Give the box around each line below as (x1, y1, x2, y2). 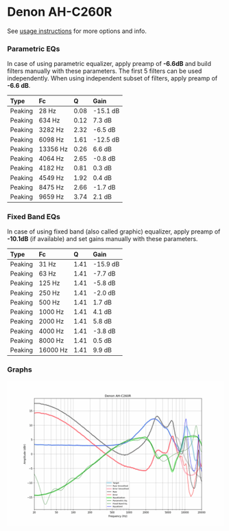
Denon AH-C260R (7, 4, 112, 20)
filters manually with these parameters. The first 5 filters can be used (7, 67, 202, 76)
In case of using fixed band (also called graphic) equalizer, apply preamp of (7, 227, 221, 236)
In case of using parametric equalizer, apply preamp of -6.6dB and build (7, 60, 211, 68)
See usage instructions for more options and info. (7, 27, 147, 35)
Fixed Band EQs (7, 212, 60, 221)
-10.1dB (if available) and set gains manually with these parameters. (7, 235, 198, 243)
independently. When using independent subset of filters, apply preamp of (7, 74, 218, 82)
